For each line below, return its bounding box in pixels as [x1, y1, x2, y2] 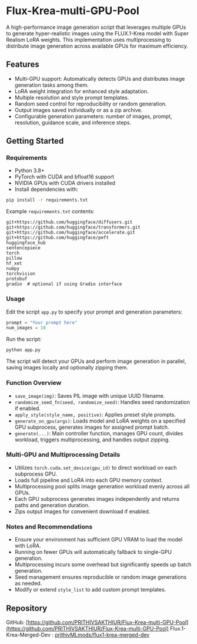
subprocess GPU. [14, 470, 58, 477]
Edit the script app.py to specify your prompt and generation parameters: [6, 308, 183, 315]
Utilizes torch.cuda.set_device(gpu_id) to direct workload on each [14, 464, 178, 471]
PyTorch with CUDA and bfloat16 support [14, 173, 115, 180]
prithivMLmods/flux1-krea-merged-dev [55, 631, 150, 638]
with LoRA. [14, 542, 41, 549]
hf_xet [6, 260, 22, 266]
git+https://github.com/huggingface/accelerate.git [6, 230, 135, 236]
